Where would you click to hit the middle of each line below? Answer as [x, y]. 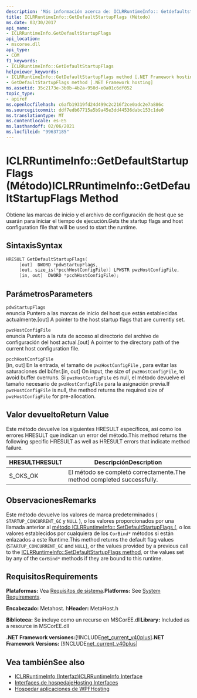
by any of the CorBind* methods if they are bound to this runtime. [84, 558]
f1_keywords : [22, 61]
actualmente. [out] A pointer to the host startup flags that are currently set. [96, 319]
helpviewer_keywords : [33, 72]
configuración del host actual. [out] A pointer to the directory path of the [93, 342]
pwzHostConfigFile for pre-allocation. [51, 396]
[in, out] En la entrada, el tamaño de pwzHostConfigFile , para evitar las [91, 365]
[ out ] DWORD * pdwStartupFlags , [59, 265]
